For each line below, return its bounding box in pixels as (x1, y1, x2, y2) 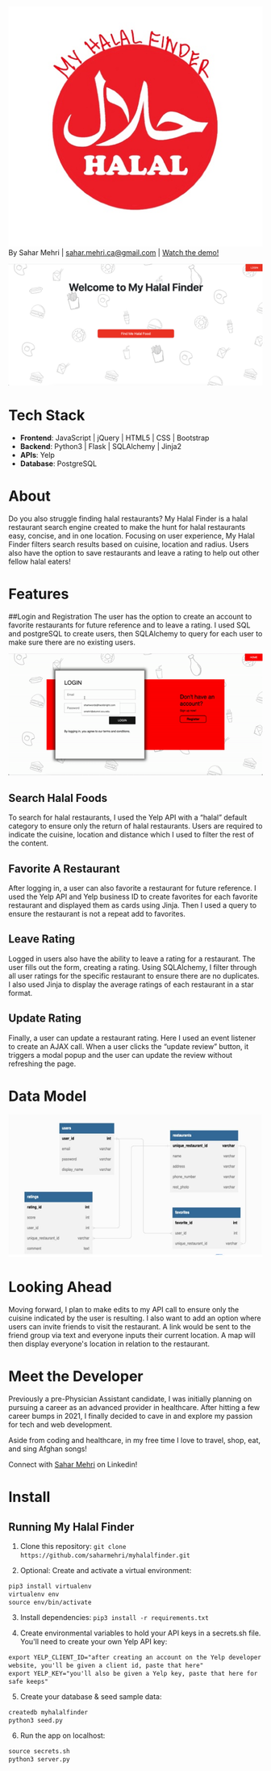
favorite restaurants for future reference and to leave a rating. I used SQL (8, 620, 251, 630)
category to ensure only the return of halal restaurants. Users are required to (8, 821, 263, 831)
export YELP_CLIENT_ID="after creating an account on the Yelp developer (8, 1654, 262, 1662)
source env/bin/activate (8, 1598, 92, 1607)
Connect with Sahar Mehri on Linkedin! (8, 1460, 138, 1470)
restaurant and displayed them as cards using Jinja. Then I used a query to (8, 900, 256, 910)
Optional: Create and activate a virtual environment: (19, 1566, 192, 1576)
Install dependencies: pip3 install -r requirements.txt (19, 1613, 210, 1622)
